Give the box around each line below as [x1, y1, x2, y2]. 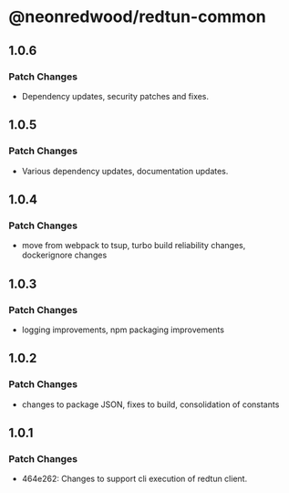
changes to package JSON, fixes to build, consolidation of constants [21, 399, 280, 410]
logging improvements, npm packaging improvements [21, 324, 225, 335]
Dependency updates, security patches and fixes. [21, 90, 210, 101]
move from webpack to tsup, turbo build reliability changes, [21, 240, 246, 251]
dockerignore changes [21, 249, 108, 261]
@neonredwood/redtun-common [8, 6, 266, 27]
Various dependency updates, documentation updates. [21, 165, 229, 176]
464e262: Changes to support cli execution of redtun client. [21, 473, 248, 485]
